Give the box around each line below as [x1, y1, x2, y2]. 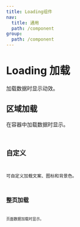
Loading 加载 [6, 64, 71, 77]
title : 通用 [11, 20, 40, 26]
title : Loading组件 [6, 8, 53, 15]
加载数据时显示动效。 [6, 85, 58, 92]
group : [6, 31, 23, 37]
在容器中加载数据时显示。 [6, 120, 69, 128]
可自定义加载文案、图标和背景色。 [6, 173, 77, 179]
